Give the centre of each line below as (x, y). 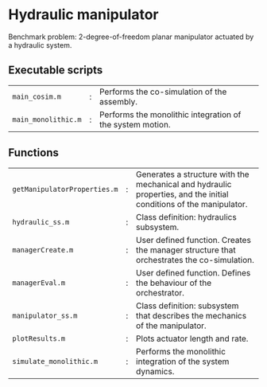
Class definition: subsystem (188, 306)
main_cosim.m (37, 96)
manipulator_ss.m (45, 315)
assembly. (118, 101)
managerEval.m (39, 283)
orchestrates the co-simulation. (195, 260)
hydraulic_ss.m (41, 222)
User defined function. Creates (194, 240)
